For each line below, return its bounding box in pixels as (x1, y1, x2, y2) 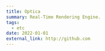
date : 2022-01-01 (6, 30, 49, 36)
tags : (6, 19, 19, 25)
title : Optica (6, 8, 41, 15)
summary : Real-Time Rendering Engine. (6, 14, 101, 20)
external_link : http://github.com (6, 36, 91, 42)
